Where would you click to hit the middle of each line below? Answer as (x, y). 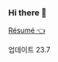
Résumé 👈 (27, 30)
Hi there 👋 (28, 13)
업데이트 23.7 (29, 50)
